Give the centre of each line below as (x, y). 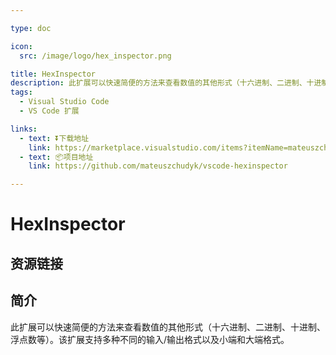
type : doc (31, 28)
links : (24, 129)
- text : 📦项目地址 (56, 157)
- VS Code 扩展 (49, 111)
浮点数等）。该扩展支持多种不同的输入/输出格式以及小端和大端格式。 (150, 339)
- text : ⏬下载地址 (54, 138)
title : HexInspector (53, 74)
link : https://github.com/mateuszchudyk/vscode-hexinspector (158, 166)
